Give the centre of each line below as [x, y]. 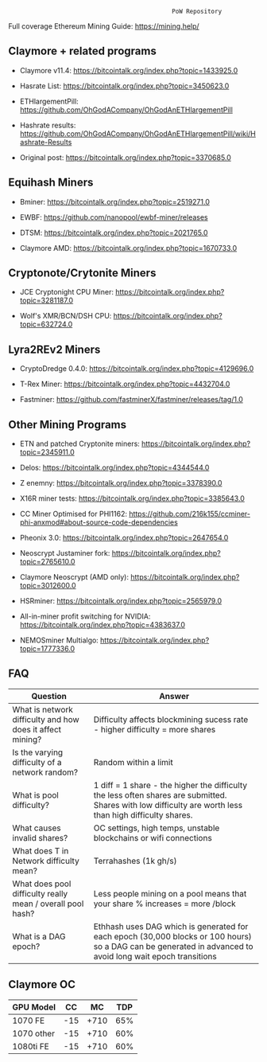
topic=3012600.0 [48, 586]
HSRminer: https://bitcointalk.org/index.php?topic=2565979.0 [121, 601]
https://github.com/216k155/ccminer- [190, 514]
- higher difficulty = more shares [155, 729]
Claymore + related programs [82, 51]
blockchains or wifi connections [153, 837]
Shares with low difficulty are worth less [168, 805]
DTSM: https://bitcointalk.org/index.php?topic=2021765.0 [114, 232]
